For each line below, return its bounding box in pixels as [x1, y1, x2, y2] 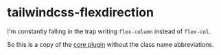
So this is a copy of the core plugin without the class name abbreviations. [7, 40, 214, 48]
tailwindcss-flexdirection [7, 5, 154, 20]
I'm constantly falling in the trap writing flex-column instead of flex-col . [7, 27, 211, 35]
